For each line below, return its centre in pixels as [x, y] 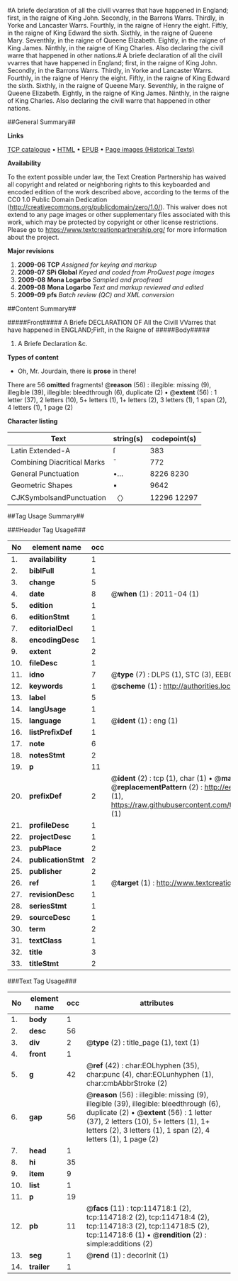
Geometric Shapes [42, 485]
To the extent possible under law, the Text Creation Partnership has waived [117, 177]
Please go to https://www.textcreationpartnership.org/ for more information [117, 229]
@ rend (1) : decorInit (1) [127, 1255]
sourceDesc [50, 917]
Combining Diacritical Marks [58, 462]
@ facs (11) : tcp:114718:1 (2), [138, 1208]
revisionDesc [52, 894]
